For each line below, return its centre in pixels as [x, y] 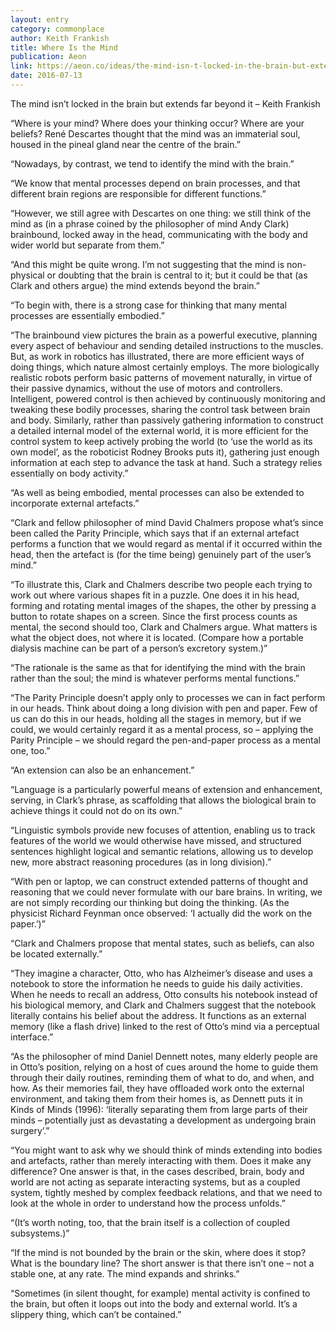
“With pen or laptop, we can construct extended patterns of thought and [159, 881]
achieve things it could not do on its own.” [96, 810]
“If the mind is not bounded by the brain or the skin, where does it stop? [158, 1252]
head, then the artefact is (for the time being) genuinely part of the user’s [161, 554]
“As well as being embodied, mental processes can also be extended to [157, 492]
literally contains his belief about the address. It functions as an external [158, 1015]
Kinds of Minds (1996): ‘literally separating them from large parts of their [159, 1109]
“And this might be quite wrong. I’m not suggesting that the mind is [147, 264]
